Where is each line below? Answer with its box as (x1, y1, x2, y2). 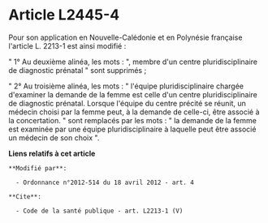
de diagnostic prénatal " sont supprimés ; (8, 65, 147, 75)
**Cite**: (8, 192, 42, 200)
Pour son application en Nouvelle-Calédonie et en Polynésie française (8, 32, 243, 42)
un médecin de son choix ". (8, 132, 100, 143)
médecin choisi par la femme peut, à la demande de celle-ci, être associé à (8, 107, 260, 117)
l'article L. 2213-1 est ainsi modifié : (8, 41, 127, 50)
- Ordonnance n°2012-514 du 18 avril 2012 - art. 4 (15, 178, 195, 187)
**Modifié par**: (8, 164, 67, 172)
